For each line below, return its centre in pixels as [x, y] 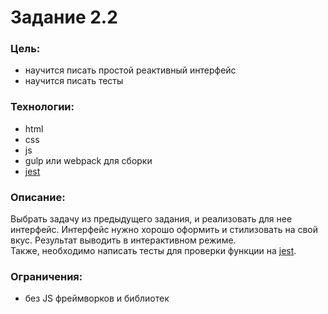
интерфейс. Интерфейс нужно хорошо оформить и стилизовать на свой [164, 230]
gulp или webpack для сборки [88, 160]
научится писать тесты [74, 81]
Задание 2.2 [64, 17]
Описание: [38, 197]
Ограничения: [46, 276]
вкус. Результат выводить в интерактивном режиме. [123, 240]
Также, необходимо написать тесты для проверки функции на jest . [153, 251]
